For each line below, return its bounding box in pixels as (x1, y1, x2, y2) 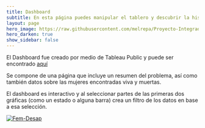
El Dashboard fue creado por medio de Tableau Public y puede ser (6, 54, 174, 61)
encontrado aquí (6, 60, 48, 67)
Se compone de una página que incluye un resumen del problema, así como (6, 72, 198, 79)
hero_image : (6, 25, 37, 32)
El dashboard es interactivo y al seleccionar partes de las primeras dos (6, 90, 185, 97)
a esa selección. (6, 103, 48, 110)
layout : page (6, 20, 40, 26)
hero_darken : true (6, 32, 53, 38)
